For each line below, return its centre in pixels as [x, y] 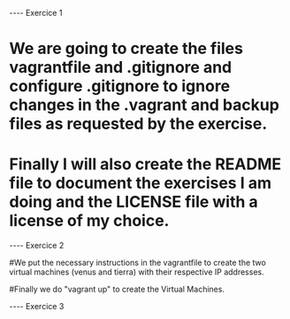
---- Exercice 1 [36, 13]
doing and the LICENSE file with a [134, 202]
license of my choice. [89, 221]
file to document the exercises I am [141, 183]
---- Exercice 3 [37, 307]
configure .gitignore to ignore [120, 86]
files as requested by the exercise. [138, 124]
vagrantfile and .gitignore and [121, 68]
